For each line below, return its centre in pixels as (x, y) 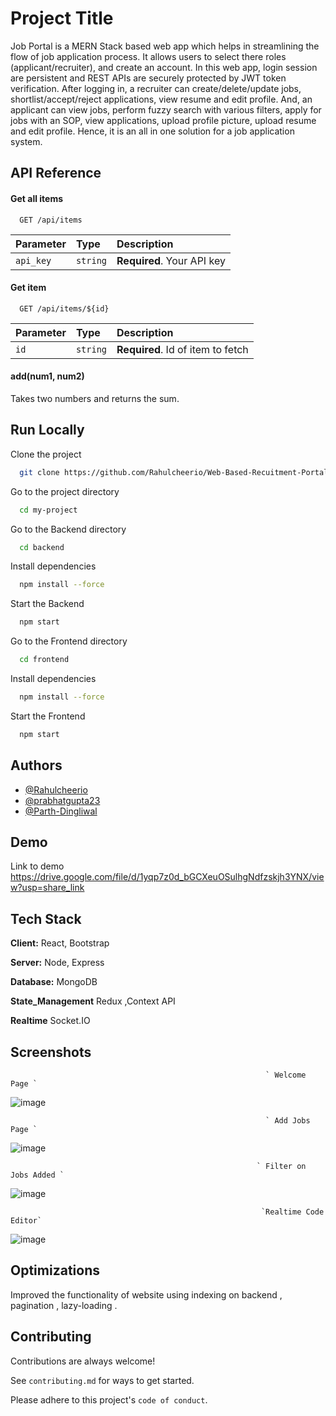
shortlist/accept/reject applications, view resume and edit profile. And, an (161, 99)
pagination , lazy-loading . (64, 1305)
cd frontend (44, 660)
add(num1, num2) (47, 376)
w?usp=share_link (47, 888)
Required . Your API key (171, 260)
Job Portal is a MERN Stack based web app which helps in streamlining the (165, 46)
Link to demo (37, 866)
